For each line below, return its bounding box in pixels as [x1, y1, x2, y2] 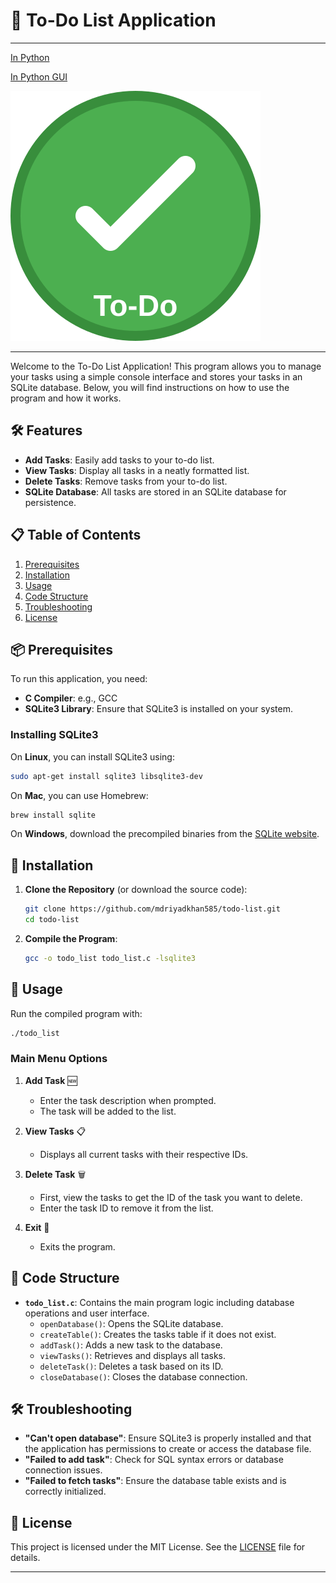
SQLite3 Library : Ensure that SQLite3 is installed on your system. [24, 703, 294, 715]
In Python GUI [10, 70, 68, 83]
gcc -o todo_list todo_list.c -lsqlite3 [24, 953, 196, 963]
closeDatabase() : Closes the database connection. [39, 1370, 248, 1383]
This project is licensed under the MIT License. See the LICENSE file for [10, 1541, 306, 1553]
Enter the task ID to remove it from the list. [39, 1202, 214, 1214]
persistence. [24, 496, 77, 508]
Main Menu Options [10, 1052, 108, 1066]
